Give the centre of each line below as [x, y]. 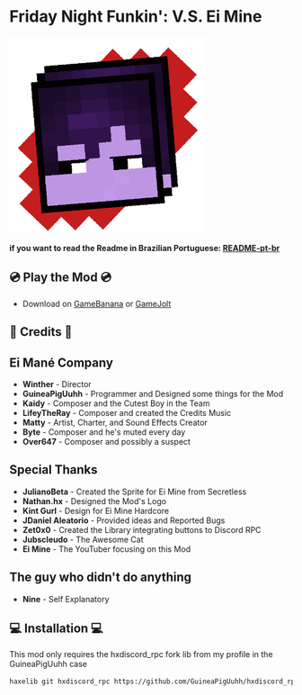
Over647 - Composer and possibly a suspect [107, 441]
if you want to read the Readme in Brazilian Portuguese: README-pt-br [145, 248]
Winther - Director [57, 384]
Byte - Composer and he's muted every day [104, 432]
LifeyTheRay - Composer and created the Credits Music [127, 412]
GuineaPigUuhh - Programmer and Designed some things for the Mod [153, 393]
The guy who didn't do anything [100, 578]
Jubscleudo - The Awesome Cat [83, 539]
